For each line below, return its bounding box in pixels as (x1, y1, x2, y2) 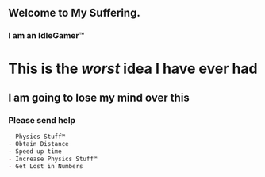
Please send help (8, 114, 76, 125)
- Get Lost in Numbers (8, 162, 83, 170)
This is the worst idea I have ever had (8, 60, 258, 78)
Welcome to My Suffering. (8, 6, 140, 20)
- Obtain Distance (8, 140, 69, 148)
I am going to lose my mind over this (8, 90, 190, 104)
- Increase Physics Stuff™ (8, 155, 98, 163)
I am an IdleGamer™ (8, 30, 85, 41)
